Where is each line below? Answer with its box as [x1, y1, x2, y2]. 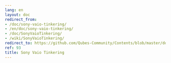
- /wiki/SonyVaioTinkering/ [5, 36, 65, 41]
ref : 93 [5, 45, 21, 50]
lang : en [5, 7, 23, 13]
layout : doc [5, 12, 30, 17]
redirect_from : [5, 17, 37, 22]
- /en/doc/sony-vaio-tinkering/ [5, 26, 74, 31]
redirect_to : [5, 41, 33, 46]
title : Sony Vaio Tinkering [5, 50, 65, 55]
